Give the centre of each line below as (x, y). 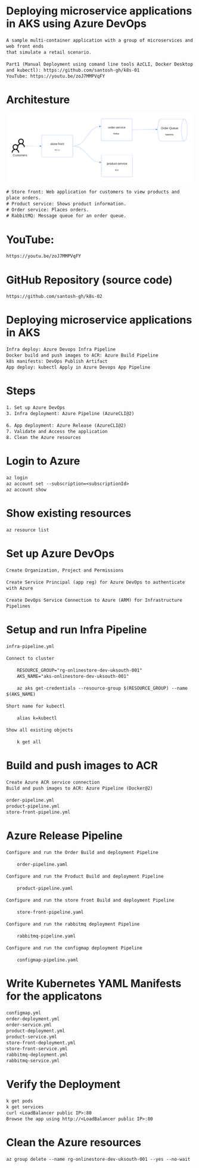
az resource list (28, 530)
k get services (25, 1107)
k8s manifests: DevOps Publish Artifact (57, 362)
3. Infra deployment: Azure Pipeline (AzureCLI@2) (70, 414)
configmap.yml (24, 1013)
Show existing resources (69, 513)
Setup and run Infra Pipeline (77, 630)
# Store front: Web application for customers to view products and (93, 192)
